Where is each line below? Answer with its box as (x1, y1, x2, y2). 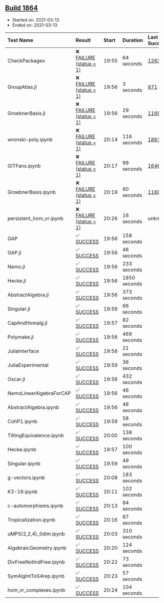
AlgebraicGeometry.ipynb (7, 544, 67, 551)
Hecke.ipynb (7, 446, 37, 453)
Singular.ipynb (7, 460, 41, 467)
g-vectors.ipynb (7, 474, 45, 481)
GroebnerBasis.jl (7, 110, 45, 116)
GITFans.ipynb (7, 162, 41, 169)
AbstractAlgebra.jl (7, 291, 49, 298)
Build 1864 (5, 4, 38, 12)
